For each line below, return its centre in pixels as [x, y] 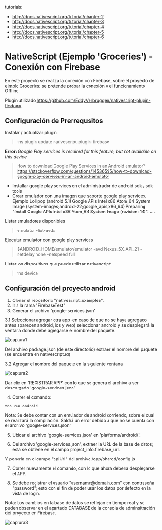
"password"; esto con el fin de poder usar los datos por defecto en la [81, 488]
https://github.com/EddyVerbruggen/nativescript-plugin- [94, 100]
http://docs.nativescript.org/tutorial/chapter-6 [58, 37]
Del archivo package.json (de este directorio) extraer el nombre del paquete [81, 349]
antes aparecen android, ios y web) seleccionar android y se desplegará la [80, 325]
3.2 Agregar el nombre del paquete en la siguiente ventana [64, 364]
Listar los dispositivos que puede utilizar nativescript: [58, 264]
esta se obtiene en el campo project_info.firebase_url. [66, 450]
